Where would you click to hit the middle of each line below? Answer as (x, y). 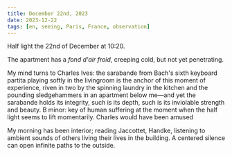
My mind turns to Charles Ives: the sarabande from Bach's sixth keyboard (113, 73)
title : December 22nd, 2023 (48, 14)
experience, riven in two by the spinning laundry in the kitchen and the (108, 88)
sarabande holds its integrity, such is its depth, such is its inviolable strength (116, 103)
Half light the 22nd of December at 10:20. (66, 46)
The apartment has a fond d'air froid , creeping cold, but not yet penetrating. (115, 60)
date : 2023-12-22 (32, 20)
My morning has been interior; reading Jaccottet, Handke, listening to (106, 131)
